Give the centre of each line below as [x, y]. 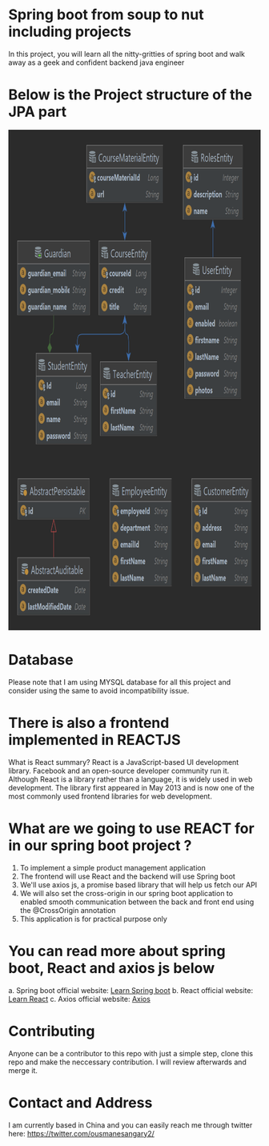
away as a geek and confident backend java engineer [96, 62]
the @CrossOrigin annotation [68, 910]
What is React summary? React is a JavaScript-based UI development [124, 762]
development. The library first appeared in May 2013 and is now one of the [131, 787]
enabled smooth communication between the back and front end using [137, 902]
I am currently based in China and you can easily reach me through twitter [130, 1125]
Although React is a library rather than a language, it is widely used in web [130, 779]
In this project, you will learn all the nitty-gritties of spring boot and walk [127, 54]
